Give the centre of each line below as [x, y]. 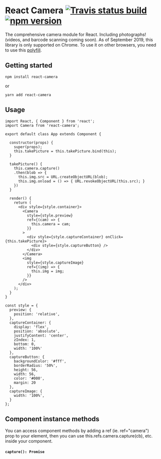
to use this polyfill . [24, 50]
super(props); [28, 147]
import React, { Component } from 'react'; [50, 121]
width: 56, [25, 374]
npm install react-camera [31, 77]
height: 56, [26, 370]
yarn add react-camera [28, 95]
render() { [20, 198]
